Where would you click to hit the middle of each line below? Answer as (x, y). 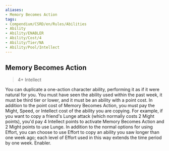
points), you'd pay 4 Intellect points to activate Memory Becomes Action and (85, 122)
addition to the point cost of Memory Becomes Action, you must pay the (80, 106)
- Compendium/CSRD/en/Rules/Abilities (46, 24)
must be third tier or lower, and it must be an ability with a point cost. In (79, 100)
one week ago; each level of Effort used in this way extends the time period (84, 138)
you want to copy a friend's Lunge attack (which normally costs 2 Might (80, 116)
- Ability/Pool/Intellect (32, 47)
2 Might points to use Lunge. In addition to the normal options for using (79, 127)
